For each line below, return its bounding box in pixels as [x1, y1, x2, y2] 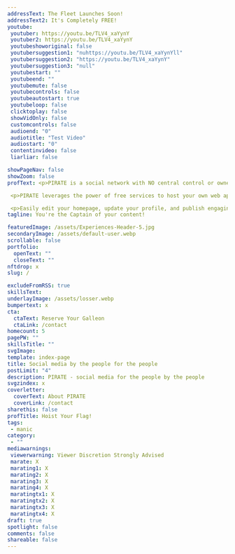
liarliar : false [10, 154, 58, 161]
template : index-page [7, 353, 71, 361]
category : [7, 432, 36, 439]
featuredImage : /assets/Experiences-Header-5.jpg [7, 224, 155, 231]
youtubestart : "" [10, 69, 61, 76]
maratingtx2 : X [10, 497, 55, 505]
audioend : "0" [10, 128, 52, 135]
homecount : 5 [7, 327, 45, 335]
